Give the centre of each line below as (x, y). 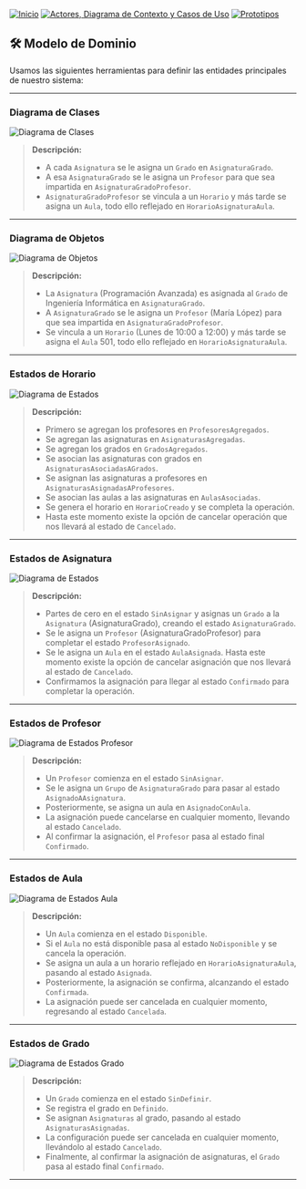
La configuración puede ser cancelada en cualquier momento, (162, 1137)
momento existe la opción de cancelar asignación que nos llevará (168, 662)
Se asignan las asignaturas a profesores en (126, 478)
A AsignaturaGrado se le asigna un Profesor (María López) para (163, 313)
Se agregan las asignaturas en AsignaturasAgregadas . (145, 439)
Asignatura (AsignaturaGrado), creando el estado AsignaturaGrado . (171, 623)
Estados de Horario (53, 374)
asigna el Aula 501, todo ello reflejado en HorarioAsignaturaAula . (166, 342)
